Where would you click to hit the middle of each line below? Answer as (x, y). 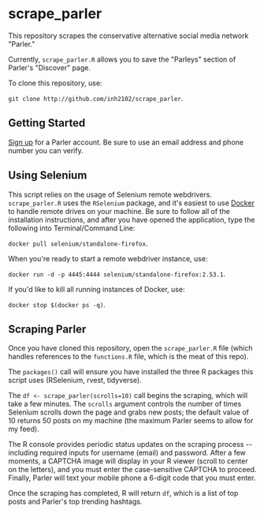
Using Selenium (48, 176)
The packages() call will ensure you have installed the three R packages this (131, 372)
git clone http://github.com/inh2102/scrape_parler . (96, 98)
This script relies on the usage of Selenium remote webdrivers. (110, 194)
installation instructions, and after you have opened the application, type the (132, 219)
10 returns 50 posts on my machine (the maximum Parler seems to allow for (131, 421)
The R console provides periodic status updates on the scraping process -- (130, 445)
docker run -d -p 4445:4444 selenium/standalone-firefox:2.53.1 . (117, 274)
